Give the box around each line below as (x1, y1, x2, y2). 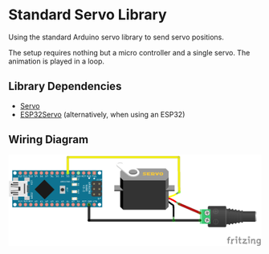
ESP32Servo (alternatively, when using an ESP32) (19, 109, 185, 119)
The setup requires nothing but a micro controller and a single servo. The (8, 47, 251, 57)
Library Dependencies (8, 80, 122, 93)
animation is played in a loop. (8, 56, 105, 66)
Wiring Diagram (8, 133, 89, 146)
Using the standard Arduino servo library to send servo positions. (8, 32, 225, 42)
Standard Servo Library (8, 6, 167, 24)
